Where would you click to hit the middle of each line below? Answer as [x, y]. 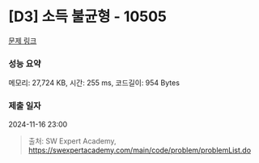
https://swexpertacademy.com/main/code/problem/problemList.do [140, 150]
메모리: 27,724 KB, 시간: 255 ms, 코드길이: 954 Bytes [94, 83]
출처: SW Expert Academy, [72, 141]
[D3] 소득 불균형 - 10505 [88, 17]
